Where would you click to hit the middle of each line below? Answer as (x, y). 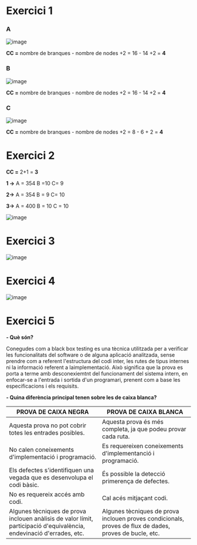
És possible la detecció (133, 473)
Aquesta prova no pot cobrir (48, 425)
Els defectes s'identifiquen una (52, 470)
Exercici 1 (29, 11)
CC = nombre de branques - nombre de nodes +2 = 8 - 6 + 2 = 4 (84, 132)
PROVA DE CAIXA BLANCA (145, 412)
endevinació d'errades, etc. (47, 533)
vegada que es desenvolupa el (51, 478)
